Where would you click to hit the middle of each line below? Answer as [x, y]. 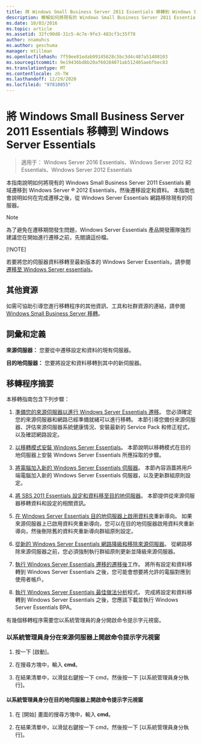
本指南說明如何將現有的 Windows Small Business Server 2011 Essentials [95, 182]
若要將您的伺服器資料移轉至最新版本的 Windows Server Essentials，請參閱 [99, 262]
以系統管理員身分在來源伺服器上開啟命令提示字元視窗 [83, 637]
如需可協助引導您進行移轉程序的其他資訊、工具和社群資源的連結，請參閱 [96, 306]
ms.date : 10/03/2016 [32, 23]
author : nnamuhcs [28, 40]
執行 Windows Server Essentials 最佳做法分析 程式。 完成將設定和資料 [101, 593]
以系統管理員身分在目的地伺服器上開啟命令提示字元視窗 [75, 700]
